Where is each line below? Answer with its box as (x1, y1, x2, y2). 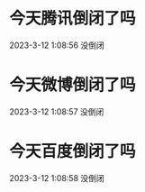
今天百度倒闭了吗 (9, 142, 137, 162)
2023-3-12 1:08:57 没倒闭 (9, 105, 104, 117)
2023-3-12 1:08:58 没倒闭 (9, 172, 105, 183)
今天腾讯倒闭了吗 (9, 8, 137, 29)
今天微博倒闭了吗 (9, 75, 137, 96)
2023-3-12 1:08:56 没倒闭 (9, 40, 105, 50)
